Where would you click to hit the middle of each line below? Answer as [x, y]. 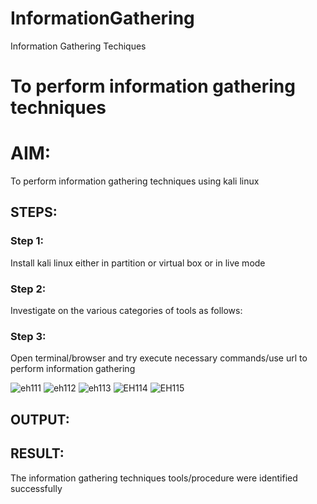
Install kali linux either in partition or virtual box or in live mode [138, 263]
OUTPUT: [40, 419]
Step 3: [28, 336]
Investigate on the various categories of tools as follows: [126, 311]
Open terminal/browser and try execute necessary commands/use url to [159, 358]
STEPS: [34, 212]
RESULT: [37, 453]
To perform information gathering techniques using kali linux [135, 181]
